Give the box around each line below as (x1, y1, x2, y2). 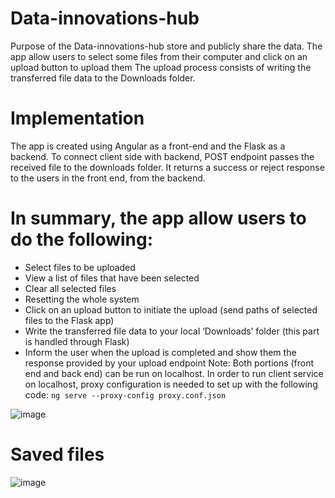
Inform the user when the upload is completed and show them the (24, 346, 297, 358)
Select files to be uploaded (24, 261, 136, 273)
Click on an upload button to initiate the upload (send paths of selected (24, 303, 318, 316)
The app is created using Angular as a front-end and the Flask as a (10, 140, 286, 152)
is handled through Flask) (24, 335, 130, 347)
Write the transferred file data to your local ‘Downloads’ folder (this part (24, 325, 320, 337)
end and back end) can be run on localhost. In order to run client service (24, 367, 324, 379)
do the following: (10, 228, 154, 251)
